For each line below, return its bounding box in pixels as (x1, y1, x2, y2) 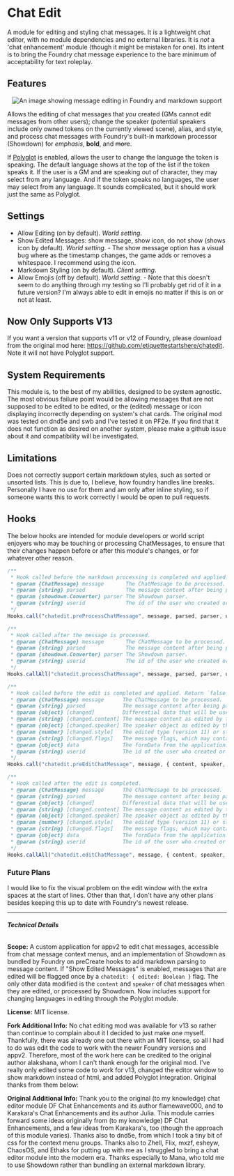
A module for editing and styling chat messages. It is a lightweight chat (7, 28, 211, 36)
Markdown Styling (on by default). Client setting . (17, 266, 157, 274)
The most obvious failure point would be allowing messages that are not (7, 395, 214, 404)
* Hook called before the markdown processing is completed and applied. (10, 574, 229, 581)
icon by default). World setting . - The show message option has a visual (17, 243, 224, 252)
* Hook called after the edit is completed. (10, 780, 141, 787)
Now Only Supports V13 (7, 315, 113, 327)
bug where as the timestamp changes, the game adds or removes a (17, 251, 212, 259)
